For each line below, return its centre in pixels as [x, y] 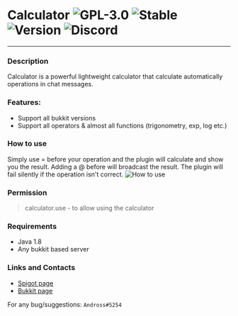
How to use [27, 144]
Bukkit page [35, 290]
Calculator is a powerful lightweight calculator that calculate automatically [115, 77]
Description [28, 61]
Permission [27, 193]
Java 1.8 [30, 242]
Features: [24, 103]
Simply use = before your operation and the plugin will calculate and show [115, 159]
